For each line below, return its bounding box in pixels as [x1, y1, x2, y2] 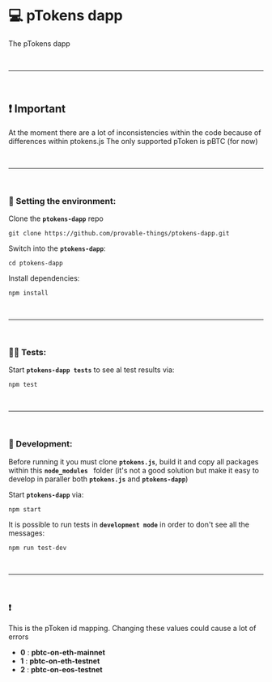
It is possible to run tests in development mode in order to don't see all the [8, 519, 249, 529]
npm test [8, 381, 38, 389]
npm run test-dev [8, 544, 67, 552]
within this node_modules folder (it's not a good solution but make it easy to [8, 465, 259, 475]
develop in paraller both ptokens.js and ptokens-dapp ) [8, 474, 189, 484]
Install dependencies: [8, 273, 80, 283]
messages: [8, 527, 45, 538]
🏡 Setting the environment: [8, 195, 117, 206]
